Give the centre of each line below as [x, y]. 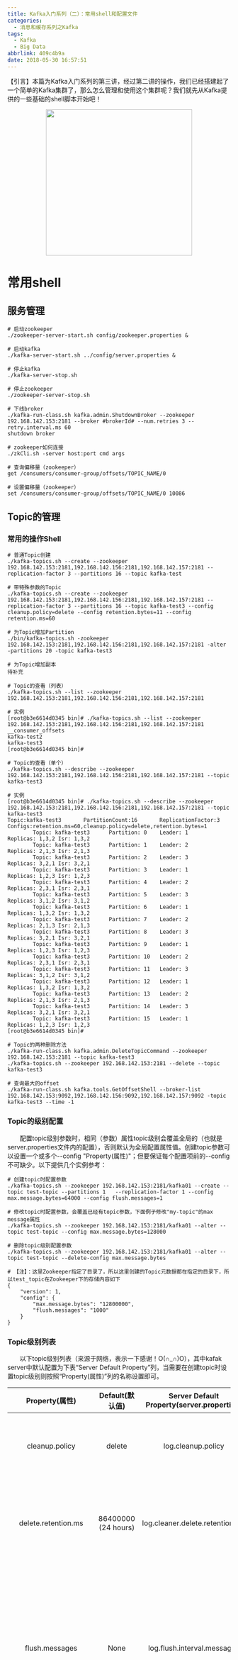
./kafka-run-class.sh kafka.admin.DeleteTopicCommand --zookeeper [107, 1051]
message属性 [24, 1219]
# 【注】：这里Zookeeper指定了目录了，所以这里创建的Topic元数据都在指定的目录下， [116, 1271]
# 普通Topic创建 [29, 555]
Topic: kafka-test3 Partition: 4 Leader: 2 [111, 882]
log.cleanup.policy [194, 1446]
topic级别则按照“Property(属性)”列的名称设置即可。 [88, 1376]
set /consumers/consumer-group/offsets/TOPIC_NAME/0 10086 [96, 494]
